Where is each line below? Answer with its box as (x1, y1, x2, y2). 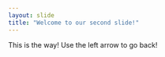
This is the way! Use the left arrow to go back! (8, 40, 158, 49)
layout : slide (8, 11, 55, 20)
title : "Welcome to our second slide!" (8, 19, 140, 27)
